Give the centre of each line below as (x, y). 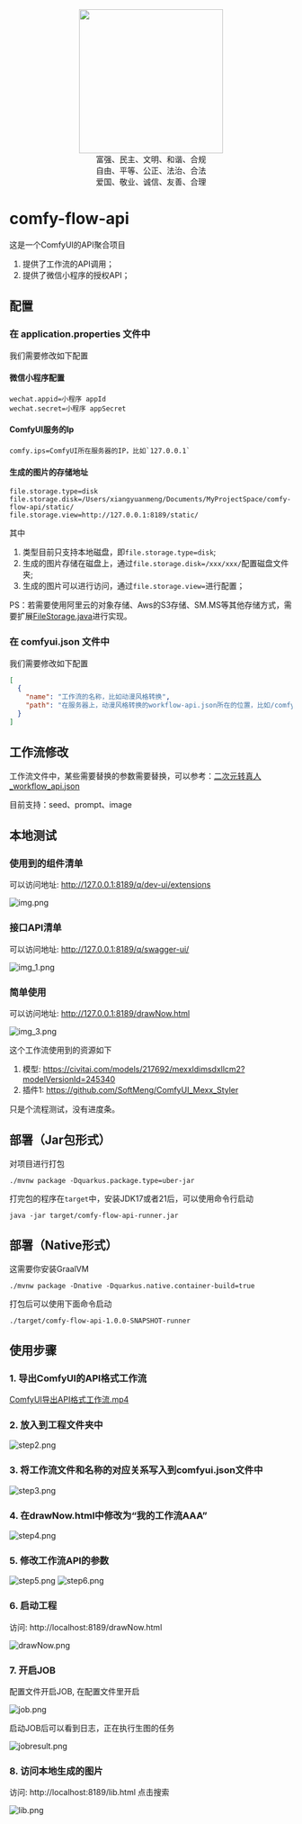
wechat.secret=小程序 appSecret (68, 409)
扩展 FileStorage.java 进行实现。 (74, 617)
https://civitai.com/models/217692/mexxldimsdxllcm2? (144, 1069)
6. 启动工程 (33, 1606)
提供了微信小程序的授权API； (76, 275)
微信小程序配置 (37, 378)
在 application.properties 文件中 (80, 334)
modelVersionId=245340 (69, 1079)
